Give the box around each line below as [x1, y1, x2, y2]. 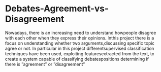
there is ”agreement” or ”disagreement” [5, 61, 85, 67]
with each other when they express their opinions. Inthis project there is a [5, 35, 154, 41]
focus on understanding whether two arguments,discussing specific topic [5, 40, 155, 46]
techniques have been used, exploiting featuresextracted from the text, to [5, 50, 155, 57]
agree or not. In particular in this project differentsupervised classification [5, 45, 154, 51]
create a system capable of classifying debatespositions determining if [5, 56, 149, 62]
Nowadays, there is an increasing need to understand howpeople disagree [5, 30, 157, 36]
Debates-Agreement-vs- [5, 3, 109, 14]
